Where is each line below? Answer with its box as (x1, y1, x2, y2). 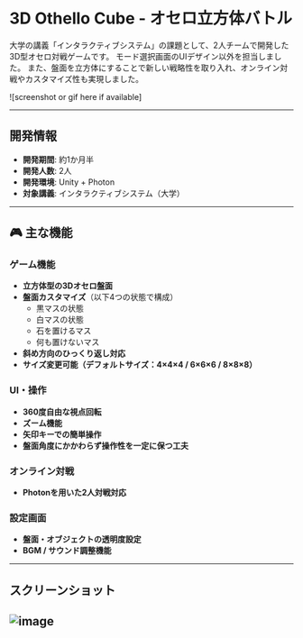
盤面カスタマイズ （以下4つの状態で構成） (22, 292, 179, 303)
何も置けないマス (35, 337, 100, 348)
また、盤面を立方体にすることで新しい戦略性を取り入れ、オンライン (26, 62, 280, 73)
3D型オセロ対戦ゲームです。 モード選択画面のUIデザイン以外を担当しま (9, 50, 275, 61)
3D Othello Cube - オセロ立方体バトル (9, 8, 293, 29)
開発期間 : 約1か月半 (22, 154, 95, 165)
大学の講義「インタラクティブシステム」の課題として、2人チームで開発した (9, 40, 289, 50)
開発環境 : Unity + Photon (22, 177, 115, 187)
